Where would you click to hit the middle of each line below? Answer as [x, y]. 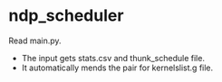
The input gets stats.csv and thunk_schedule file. [113, 58]
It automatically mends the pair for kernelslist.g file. [117, 68]
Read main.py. [35, 41]
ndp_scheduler [66, 16]
